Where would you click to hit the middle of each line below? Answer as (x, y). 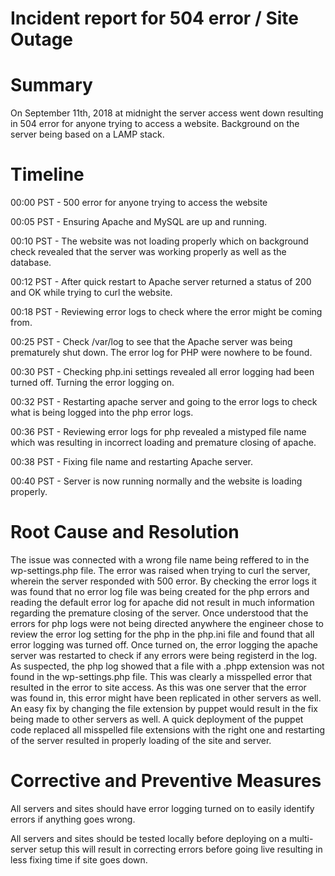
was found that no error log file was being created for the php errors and (160, 591)
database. (31, 263)
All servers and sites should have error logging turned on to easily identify (162, 808)
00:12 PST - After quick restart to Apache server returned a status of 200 (161, 282)
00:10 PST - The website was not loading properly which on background (159, 241)
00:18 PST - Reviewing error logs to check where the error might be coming (166, 312)
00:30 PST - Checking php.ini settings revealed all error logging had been (162, 372)
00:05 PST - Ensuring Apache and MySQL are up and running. (139, 222)
